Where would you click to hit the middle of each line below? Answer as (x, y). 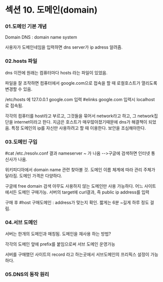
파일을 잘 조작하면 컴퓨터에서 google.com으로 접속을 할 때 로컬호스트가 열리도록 (81, 83)
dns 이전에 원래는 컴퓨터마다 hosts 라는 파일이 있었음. (56, 72)
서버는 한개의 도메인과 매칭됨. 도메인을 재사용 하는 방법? (58, 234)
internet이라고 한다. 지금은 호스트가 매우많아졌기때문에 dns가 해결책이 (81, 122)
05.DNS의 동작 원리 (27, 274)
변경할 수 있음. (19, 89)
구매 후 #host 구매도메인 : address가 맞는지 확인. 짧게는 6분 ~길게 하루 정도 (77, 203)
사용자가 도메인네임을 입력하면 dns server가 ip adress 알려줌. (64, 47)
